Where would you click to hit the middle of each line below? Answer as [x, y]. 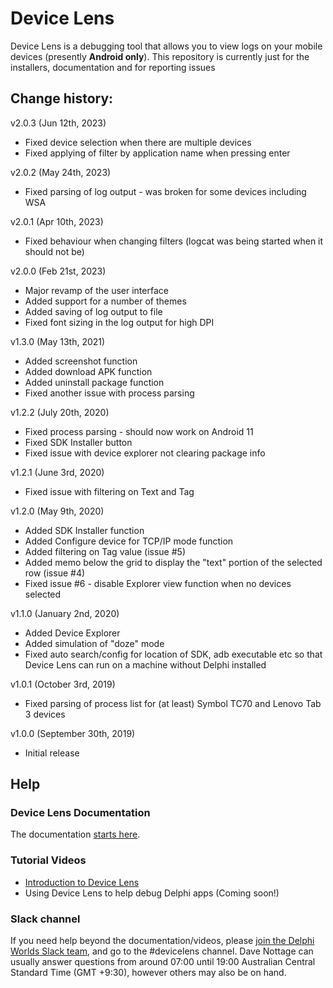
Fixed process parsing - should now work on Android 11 [139, 431]
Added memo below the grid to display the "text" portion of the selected [173, 562]
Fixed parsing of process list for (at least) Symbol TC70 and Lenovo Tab [173, 703]
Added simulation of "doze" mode [94, 643]
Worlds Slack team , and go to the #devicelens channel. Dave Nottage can [162, 951]
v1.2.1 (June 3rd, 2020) [57, 472]
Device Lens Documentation [80, 813]
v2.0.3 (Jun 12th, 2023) [58, 123]
